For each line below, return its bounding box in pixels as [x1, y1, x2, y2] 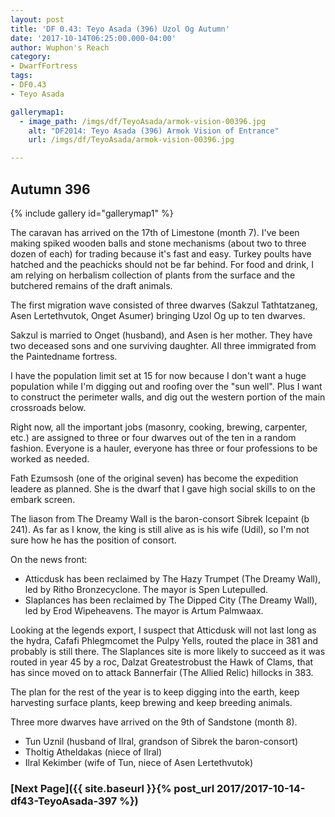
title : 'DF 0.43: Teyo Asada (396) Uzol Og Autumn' [10, 24, 230, 34]
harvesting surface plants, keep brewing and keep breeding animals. [10, 696, 293, 708]
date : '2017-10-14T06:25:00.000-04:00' [10, 33, 177, 43]
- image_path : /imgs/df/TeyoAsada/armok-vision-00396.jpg [19, 116, 267, 126]
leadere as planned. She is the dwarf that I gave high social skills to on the [10, 482, 316, 495]
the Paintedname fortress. [10, 350, 118, 362]
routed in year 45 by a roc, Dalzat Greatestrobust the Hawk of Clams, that [10, 656, 314, 668]
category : [10, 52, 52, 62]
